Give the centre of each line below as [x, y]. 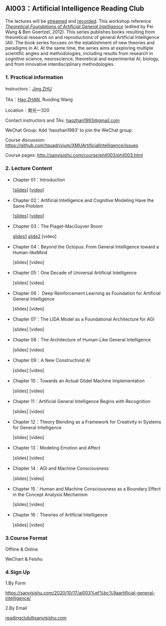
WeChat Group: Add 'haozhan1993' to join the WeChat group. [69, 130]
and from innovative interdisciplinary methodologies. [60, 64]
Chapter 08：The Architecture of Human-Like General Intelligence [81, 340]
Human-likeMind [30, 253]
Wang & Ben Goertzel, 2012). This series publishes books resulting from [80, 32]
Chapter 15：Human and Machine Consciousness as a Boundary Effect [87, 489]
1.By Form [16, 583]
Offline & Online [22, 549]
